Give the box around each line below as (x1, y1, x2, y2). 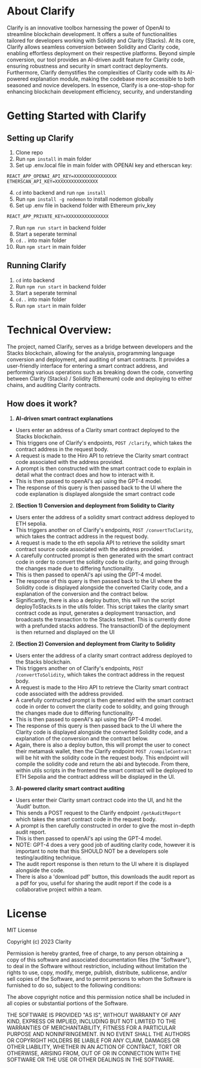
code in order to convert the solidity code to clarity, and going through (15, 558, 189, 566)
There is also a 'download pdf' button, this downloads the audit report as (15, 873, 195, 880)
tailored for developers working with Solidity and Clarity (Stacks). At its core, (7, 37, 196, 44)
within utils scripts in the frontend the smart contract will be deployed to (15, 766, 193, 774)
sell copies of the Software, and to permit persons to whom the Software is (7, 975, 192, 983)
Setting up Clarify (7, 133, 74, 143)
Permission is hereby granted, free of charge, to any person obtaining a (7, 950, 183, 957)
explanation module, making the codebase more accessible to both (29, 75, 196, 82)
